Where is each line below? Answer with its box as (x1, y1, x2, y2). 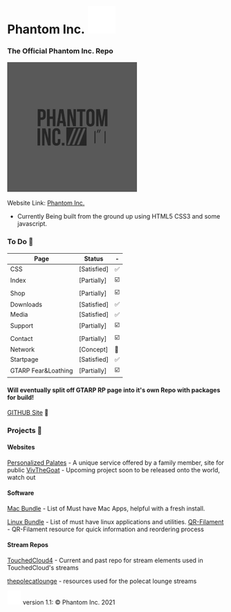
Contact (10, 334, 33, 342)
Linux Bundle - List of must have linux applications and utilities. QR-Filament (7, 517, 224, 526)
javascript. (17, 220, 47, 228)
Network (10, 345, 35, 354)
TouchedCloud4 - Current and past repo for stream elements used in (7, 556, 203, 565)
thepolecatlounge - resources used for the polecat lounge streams (7, 577, 197, 586)
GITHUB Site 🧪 (7, 409, 49, 417)
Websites (7, 443, 35, 451)
